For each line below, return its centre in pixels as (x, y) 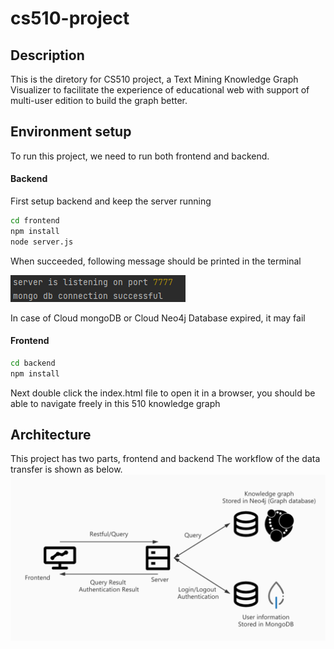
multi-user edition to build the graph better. (99, 100)
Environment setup (71, 132)
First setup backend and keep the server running (111, 201)
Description (47, 55)
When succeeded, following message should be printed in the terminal (156, 261)
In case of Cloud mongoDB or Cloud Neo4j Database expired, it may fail (158, 318)
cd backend (33, 363)
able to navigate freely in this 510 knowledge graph (115, 403)
